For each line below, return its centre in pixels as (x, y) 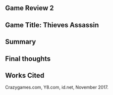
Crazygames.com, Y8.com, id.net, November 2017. (57, 87)
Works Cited (25, 75)
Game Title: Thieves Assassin (52, 25)
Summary (21, 42)
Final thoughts (28, 59)
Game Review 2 (29, 8)
